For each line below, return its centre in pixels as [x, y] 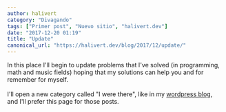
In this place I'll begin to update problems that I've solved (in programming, [114, 65]
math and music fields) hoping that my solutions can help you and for [105, 72]
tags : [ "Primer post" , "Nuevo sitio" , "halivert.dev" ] [88, 26]
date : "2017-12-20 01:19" [44, 33]
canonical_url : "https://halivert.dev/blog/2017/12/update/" [97, 45]
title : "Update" [30, 39]
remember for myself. [38, 79]
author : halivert [32, 13]
